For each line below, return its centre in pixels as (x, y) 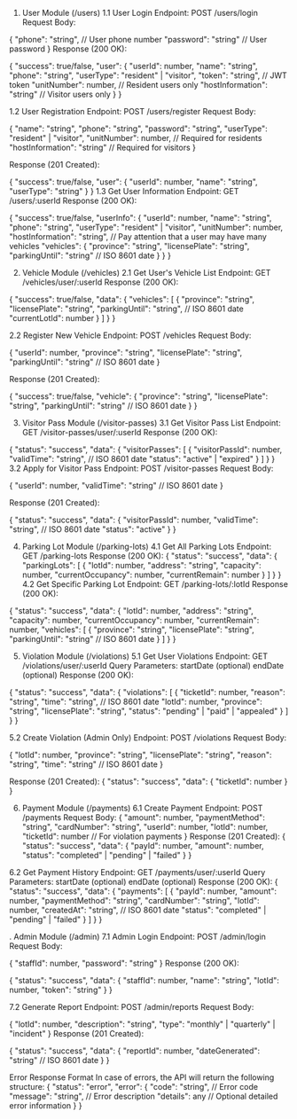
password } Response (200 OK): (68, 49)
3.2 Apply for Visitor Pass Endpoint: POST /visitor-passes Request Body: (141, 468)
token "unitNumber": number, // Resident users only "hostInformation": (138, 85)
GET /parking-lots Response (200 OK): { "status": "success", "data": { (149, 556)
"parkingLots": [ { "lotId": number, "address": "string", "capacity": (141, 565)
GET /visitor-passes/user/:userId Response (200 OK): (120, 432)
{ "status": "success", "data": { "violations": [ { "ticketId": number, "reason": (147, 692)
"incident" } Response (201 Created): (77, 1033)
